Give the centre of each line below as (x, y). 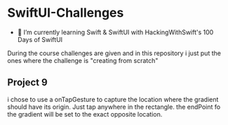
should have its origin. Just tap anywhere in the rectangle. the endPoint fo (114, 107)
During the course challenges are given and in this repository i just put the (114, 53)
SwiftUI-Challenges (66, 13)
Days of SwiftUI (40, 39)
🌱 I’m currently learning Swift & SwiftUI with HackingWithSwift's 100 (115, 32)
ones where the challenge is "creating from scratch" (83, 60)
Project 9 (27, 83)
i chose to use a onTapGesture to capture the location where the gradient (113, 99)
